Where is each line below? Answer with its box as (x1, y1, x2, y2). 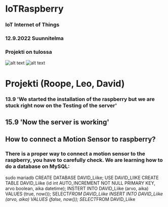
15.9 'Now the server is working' (5, 118, 110, 126)
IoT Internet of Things (5, 21, 60, 28)
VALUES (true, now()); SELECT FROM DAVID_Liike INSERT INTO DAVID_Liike (5, 191, 163, 197)
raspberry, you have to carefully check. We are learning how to (5, 157, 163, 164)
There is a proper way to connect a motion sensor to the (5, 150, 145, 157)
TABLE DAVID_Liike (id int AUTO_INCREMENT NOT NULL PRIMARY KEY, (5, 180, 155, 186)
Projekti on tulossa (5, 48, 52, 55)
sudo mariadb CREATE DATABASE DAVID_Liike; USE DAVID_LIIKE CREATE (5, 175, 159, 181)
